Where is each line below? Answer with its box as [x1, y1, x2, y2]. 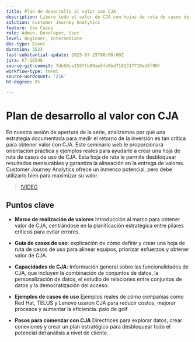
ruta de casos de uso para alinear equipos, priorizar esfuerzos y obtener [14, 246, 190, 253]
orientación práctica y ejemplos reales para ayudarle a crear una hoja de [6, 147, 181, 154]
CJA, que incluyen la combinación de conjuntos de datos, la [14, 269, 159, 276]
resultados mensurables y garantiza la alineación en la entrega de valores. [6, 159, 185, 166]
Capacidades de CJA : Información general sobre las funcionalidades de [14, 263, 189, 270]
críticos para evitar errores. [14, 228, 81, 235]
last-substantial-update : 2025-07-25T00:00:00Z [6, 52, 124, 58]
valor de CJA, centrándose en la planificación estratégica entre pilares [14, 222, 184, 229]
